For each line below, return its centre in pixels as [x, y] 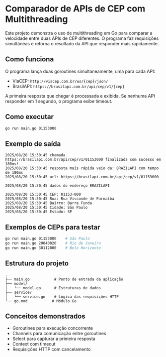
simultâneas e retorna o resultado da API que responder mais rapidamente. [82, 43]
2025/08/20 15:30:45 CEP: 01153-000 [43, 195]
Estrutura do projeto [37, 264]
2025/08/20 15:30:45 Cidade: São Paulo [46, 208]
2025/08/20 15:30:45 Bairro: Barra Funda [49, 203]
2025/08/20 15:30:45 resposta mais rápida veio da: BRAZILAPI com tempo [82, 168]
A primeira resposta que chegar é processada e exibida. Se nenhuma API [80, 96]
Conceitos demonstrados [45, 316]
